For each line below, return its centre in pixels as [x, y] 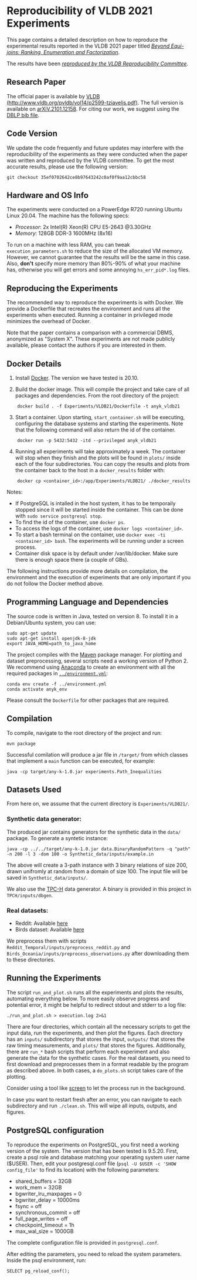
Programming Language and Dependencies [88, 602]
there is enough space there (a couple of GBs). [72, 560]
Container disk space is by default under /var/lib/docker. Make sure [96, 553]
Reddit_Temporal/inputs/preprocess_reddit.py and [69, 947]
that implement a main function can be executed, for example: [81, 761]
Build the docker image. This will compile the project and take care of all [102, 389]
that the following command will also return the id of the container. [95, 430]
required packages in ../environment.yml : [57, 673]
